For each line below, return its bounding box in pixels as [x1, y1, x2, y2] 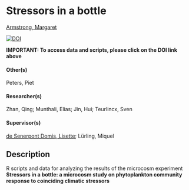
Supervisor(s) [6, 119, 41, 126]
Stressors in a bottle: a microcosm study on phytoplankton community [6, 171, 183, 178]
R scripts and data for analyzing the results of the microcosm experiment [6, 165, 183, 172]
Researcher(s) [6, 92, 42, 99]
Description [6, 149, 50, 159]
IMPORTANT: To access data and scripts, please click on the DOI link [6, 46, 178, 54]
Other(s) [6, 66, 28, 73]
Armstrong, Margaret [6, 24, 57, 31]
